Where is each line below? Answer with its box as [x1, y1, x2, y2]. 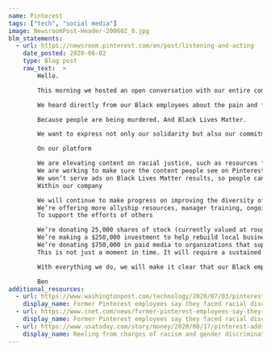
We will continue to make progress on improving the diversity [37, 196, 254, 204]
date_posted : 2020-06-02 [23, 49, 106, 57]
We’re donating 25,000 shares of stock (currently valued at [37, 226, 248, 234]
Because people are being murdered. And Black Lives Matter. [37, 115, 248, 123]
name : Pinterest [8, 11, 63, 20]
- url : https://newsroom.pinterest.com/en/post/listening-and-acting [15, 42, 254, 50]
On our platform [37, 144, 92, 153]
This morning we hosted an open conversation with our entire [37, 86, 251, 94]
